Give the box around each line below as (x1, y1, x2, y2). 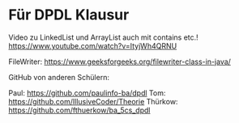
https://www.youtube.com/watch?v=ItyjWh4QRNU (8, 40, 177, 50)
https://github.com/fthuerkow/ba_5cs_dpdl (8, 105, 151, 115)
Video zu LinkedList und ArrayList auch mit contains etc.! (8, 32, 198, 42)
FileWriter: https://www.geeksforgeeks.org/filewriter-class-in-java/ (8, 57, 231, 66)
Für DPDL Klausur (8, 6, 130, 24)
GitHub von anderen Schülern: (8, 72, 109, 82)
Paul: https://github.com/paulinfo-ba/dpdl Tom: (8, 87, 166, 98)
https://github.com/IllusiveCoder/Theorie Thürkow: (8, 96, 178, 106)
